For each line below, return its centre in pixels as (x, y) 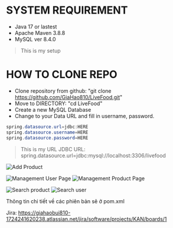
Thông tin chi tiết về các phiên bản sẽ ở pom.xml (66, 201)
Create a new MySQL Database (53, 109)
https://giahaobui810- (44, 213)
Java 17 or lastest (36, 27)
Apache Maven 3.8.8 (40, 32)
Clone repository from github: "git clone (63, 91)
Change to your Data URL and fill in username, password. (84, 116)
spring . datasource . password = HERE (47, 138)
